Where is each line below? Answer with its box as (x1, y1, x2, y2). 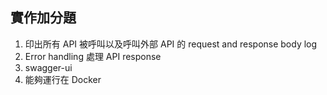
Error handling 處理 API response (24, 50, 162, 62)
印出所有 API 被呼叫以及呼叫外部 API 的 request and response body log (24, 38, 318, 50)
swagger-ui (24, 61, 73, 73)
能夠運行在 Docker (24, 73, 102, 85)
